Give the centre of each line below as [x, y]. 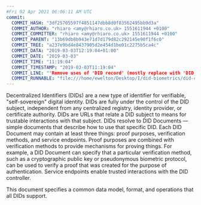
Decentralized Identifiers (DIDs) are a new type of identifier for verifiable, [96, 96]
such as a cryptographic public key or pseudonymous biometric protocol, [97, 159]
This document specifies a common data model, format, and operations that [100, 189]
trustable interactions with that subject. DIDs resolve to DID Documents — [97, 121]
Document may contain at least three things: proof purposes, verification [96, 134]
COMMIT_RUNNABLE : [33, 78]
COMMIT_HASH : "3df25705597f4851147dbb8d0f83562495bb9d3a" [86, 23]
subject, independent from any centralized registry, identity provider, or [94, 108]
